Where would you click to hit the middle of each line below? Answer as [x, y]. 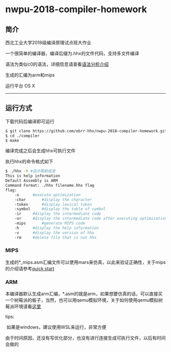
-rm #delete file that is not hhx [55, 238]
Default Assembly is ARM [32, 181]
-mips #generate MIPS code [50, 223]
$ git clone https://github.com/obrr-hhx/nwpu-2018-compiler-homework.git [86, 131]
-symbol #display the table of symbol [60, 209]
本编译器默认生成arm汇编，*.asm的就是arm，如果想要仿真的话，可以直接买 [84, 294]
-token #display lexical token [53, 204]
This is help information [33, 176]
